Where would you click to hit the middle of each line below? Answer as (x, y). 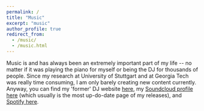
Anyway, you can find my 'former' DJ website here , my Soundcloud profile (100, 89)
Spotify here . (23, 101)
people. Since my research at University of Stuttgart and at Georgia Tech (97, 76)
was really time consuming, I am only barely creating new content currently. (101, 82)
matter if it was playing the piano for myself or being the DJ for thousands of (102, 69)
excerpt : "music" (28, 23)
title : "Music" (26, 18)
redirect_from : (26, 35)
